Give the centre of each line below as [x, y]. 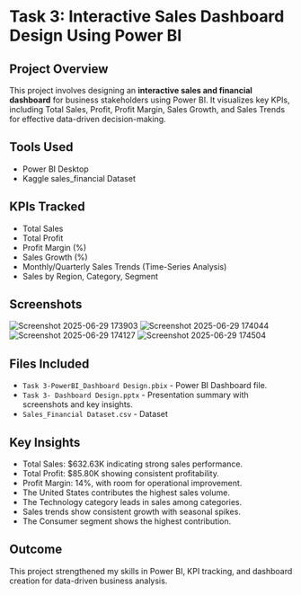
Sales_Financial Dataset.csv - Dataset [95, 414]
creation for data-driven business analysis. [89, 581]
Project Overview [59, 69]
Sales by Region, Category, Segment [90, 276]
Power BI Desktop [55, 169]
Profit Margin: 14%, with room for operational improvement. [132, 484]
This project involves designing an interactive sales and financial [131, 90]
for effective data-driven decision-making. [88, 119]
